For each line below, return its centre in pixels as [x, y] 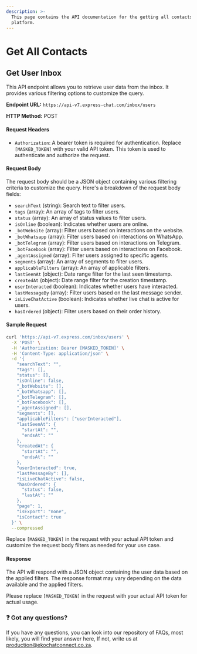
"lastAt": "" [38, 495]
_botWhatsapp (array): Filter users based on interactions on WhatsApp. [99, 236]
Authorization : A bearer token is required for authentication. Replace [98, 143]
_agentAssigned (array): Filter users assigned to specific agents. [91, 255]
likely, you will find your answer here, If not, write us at [72, 638]
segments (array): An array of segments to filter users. [79, 261]
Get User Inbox [34, 73]
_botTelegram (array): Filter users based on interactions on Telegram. [98, 243]
